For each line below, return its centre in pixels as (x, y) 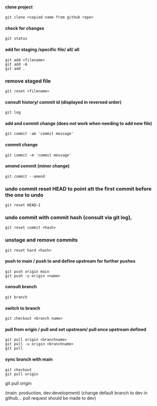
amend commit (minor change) (37, 166)
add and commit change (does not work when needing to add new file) (79, 123)
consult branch (21, 287)
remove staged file (28, 81)
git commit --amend (25, 176)
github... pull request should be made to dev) (51, 398)
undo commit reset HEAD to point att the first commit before (78, 189)
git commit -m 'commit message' (38, 155)
